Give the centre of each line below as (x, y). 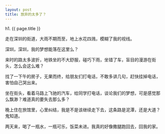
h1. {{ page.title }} (23, 28)
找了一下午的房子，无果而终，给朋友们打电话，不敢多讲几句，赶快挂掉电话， (83, 76)
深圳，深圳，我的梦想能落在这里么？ (42, 49)
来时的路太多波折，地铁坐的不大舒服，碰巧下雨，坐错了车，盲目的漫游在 (78, 59)
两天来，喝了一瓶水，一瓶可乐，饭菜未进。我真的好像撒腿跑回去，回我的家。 (83, 126)
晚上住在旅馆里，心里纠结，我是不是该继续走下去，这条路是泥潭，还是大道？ (83, 110)
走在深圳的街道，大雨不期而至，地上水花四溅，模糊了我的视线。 (70, 39)
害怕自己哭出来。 (22, 83)
